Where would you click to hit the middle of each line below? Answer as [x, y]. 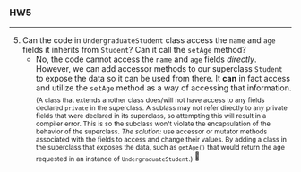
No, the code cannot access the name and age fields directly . [146, 59]
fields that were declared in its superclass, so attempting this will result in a [151, 116]
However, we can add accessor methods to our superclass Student [159, 69]
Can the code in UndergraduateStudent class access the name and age [149, 40]
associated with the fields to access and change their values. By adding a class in [161, 140]
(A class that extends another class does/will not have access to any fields [150, 100]
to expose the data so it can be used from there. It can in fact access [163, 79]
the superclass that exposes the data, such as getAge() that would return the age [160, 148]
